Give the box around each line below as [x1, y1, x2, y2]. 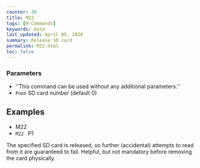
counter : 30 [6, 9, 37, 15]
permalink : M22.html [6, 43, 59, 49]
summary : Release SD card [6, 37, 72, 43]
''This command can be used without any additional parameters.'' [15, 83, 180, 90]
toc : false [6, 49, 34, 55]
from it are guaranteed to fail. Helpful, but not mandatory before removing [6, 148, 193, 155]
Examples [6, 107, 45, 117]
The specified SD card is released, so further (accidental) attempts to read [6, 141, 194, 148]
